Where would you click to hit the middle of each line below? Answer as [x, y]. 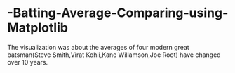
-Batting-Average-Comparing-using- [118, 13]
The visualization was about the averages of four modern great [98, 47]
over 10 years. [27, 62]
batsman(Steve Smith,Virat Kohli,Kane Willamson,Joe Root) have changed [114, 55]
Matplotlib [38, 28]
